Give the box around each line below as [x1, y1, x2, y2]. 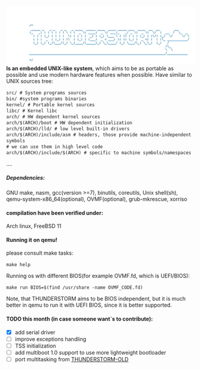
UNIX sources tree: [6, 78, 53, 85]
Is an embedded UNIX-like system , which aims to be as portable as [6, 65, 174, 72]
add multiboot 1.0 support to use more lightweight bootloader [14, 349, 166, 356]
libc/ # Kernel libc [6, 108, 58, 114]
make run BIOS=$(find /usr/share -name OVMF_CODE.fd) [6, 285, 144, 291]
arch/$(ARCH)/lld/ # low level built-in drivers [6, 126, 130, 132]
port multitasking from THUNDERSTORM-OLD [14, 355, 129, 362]
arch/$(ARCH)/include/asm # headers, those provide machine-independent [6, 132, 192, 138]
